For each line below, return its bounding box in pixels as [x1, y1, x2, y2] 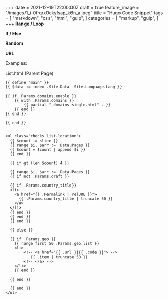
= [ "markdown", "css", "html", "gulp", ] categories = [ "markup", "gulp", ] [5, 15, 158, 21]
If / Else [5, 31, 22, 36]
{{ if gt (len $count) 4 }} [10, 160, 70, 166]
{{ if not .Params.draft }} [10, 174, 70, 179]
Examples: [5, 60, 27, 66]
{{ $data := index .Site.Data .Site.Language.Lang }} [5, 84, 123, 89]
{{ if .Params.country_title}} [10, 183, 77, 188]
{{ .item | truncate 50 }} [30, 255, 88, 260]
